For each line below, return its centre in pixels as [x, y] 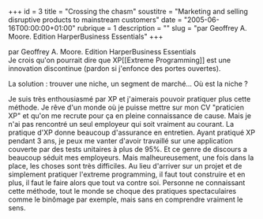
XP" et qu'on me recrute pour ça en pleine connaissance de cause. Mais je [130, 116]
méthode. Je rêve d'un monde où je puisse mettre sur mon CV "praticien [126, 107]
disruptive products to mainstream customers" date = [95, 20]
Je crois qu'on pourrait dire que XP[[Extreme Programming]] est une [120, 60]
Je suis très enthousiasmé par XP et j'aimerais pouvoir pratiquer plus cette [130, 99]
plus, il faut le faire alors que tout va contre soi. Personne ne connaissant [127, 183]
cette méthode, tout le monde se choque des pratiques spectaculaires [122, 191]
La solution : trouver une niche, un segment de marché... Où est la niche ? [128, 84]
